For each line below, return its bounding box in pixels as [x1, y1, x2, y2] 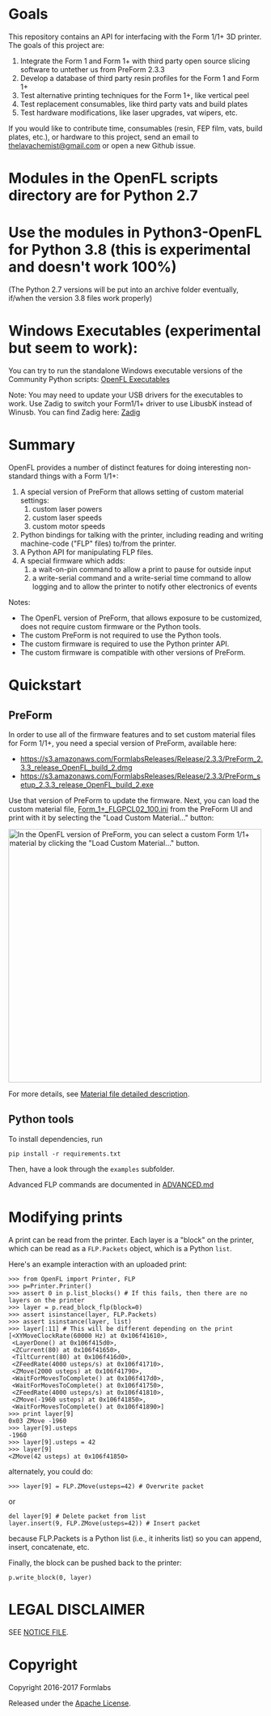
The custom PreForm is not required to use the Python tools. [19, 630, 222, 640]
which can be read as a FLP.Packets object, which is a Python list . [8, 1243, 232, 1253]
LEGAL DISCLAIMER [8, 1600, 146, 1619]
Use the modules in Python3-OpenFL [8, 224, 263, 242]
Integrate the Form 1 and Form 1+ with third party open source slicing [19, 56, 251, 66]
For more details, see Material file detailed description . [8, 1088, 190, 1099]
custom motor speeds [32, 521, 106, 531]
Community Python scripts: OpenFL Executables [8, 375, 170, 384]
